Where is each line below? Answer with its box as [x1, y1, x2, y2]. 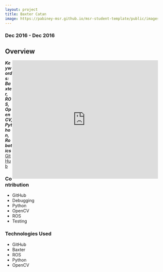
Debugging [12, 198, 35, 204]
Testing [12, 218, 28, 224]
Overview [5, 47, 35, 55]
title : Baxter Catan [5, 12, 47, 17]
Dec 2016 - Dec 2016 [5, 32, 55, 39]
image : [5, 16, 18, 21]
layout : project [5, 7, 38, 12]
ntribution [5, 182, 29, 188]
